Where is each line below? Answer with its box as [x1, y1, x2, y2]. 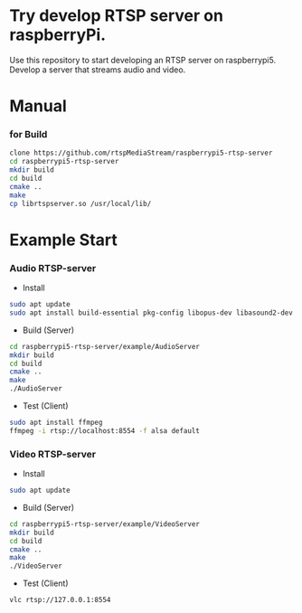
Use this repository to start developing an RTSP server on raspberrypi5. [9, 54, 277, 65]
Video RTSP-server [9, 448, 97, 460]
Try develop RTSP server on [9, 5, 224, 26]
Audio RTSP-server [9, 261, 97, 274]
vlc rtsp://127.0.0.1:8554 [9, 596, 111, 605]
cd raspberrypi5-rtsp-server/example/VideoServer [9, 519, 201, 529]
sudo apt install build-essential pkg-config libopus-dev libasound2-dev [9, 308, 294, 317]
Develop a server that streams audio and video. [9, 64, 186, 75]
